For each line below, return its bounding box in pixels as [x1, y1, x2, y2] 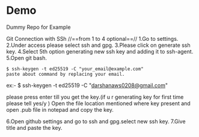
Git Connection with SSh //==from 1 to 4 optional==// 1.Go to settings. [6, 35, 179, 42]
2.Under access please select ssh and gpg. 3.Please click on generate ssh [6, 41, 191, 49]
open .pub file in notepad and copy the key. [6, 106, 114, 113]
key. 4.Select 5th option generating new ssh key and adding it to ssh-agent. [6, 47, 194, 55]
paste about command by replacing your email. [6, 71, 125, 77]
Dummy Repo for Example [6, 23, 71, 31]
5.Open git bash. [6, 54, 47, 61]
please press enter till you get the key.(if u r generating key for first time [6, 93, 184, 100]
